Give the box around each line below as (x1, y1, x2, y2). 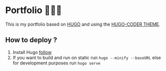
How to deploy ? (5, 36, 57, 44)
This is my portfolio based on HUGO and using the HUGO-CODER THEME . (5, 21, 160, 27)
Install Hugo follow (12, 49, 52, 55)
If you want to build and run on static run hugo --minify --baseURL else (12, 54, 161, 60)
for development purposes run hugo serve (12, 60, 101, 66)
